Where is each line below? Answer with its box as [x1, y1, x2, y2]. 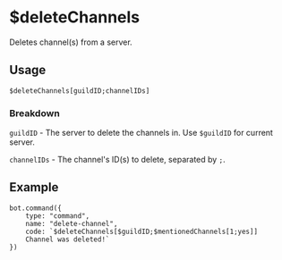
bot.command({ [9, 204, 63, 213]
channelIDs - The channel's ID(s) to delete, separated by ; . [9, 155, 226, 165]
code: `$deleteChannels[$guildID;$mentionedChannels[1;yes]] [25, 227, 258, 236]
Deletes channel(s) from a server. [9, 37, 132, 47]
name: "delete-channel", [25, 219, 118, 228]
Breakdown [9, 106, 60, 119]
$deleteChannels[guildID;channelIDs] [9, 86, 150, 96]
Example [9, 180, 59, 195]
